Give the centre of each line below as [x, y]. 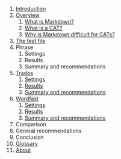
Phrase [24, 47]
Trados [24, 73]
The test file [30, 41]
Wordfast [27, 99]
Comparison [31, 124]
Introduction [31, 9]
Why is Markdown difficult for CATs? [70, 34]
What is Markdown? [49, 21]
